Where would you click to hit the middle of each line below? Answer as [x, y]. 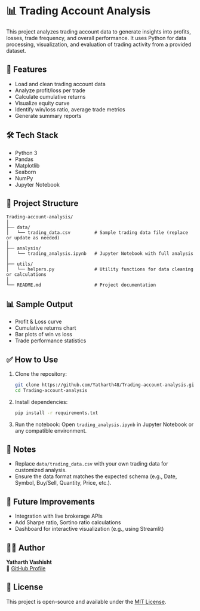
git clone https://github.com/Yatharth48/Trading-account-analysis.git [106, 385]
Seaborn [25, 172]
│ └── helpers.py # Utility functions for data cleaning [100, 269]
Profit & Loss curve [38, 322]
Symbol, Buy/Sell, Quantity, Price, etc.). [63, 483]
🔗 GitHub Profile [26, 569]
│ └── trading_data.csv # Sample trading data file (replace [97, 233]
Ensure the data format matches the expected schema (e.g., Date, [96, 476]
